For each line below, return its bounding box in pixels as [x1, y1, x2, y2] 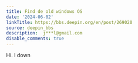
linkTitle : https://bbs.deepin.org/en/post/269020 [6, 19, 133, 25]
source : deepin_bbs [6, 24, 54, 31]
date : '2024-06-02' [6, 14, 54, 20]
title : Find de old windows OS [6, 8, 83, 15]
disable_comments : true [6, 36, 65, 41]
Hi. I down [6, 52, 31, 58]
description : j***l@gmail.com [6, 30, 83, 36]
